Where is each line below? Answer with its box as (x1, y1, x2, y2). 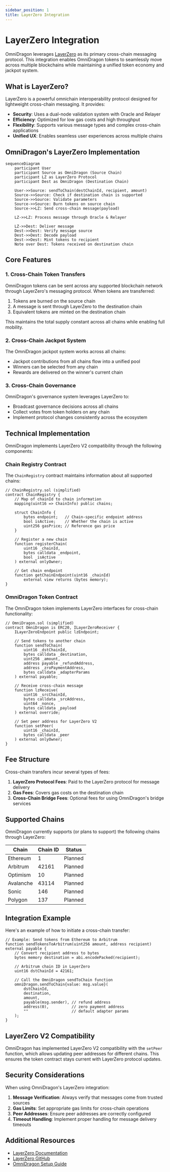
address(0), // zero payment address (23, 1004, 125, 1009)
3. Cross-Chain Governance (5, 382, 76, 389)
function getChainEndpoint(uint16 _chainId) (14, 573, 111, 578)
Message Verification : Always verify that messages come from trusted (12, 1094, 163, 1100)
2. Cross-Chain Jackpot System (5, 337, 86, 344)
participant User (14, 166, 52, 171)
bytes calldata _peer (23, 732, 70, 738)
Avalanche (8, 880, 33, 887)
